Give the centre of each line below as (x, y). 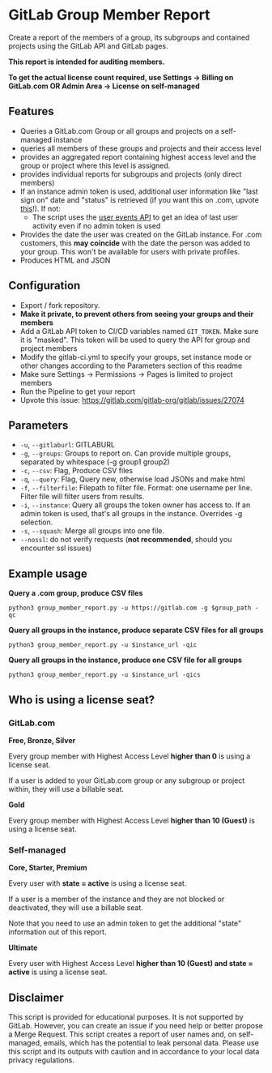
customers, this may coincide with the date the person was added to (135, 243)
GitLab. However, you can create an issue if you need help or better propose (136, 1025)
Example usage (48, 573)
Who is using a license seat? (82, 700)
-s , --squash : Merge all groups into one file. (92, 531)
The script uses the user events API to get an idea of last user (135, 217)
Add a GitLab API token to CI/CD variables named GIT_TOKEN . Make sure (139, 331)
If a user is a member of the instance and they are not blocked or (117, 899)
